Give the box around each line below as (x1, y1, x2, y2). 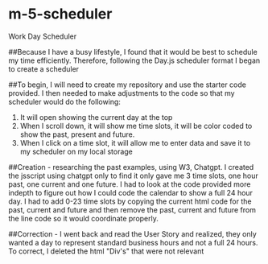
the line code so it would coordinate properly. (8, 213, 159, 223)
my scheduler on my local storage (19, 146, 133, 156)
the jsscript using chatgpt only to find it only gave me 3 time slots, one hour (8, 171, 259, 180)
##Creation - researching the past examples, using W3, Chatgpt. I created (8, 162, 254, 171)
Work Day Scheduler (8, 31, 77, 41)
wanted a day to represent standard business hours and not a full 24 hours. (8, 237, 258, 247)
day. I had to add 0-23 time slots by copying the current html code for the (8, 196, 252, 206)
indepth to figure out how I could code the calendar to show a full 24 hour (8, 188, 254, 197)
